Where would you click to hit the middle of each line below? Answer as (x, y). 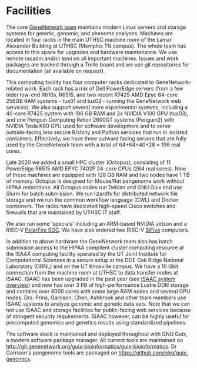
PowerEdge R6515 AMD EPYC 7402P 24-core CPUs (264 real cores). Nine (96, 168)
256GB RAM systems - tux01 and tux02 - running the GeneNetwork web (94, 101)
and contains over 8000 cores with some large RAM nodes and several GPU (98, 291)
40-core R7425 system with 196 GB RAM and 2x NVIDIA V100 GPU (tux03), (97, 113)
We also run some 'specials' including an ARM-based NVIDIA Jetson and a (96, 223)
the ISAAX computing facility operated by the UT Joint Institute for (86, 253)
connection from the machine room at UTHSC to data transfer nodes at (92, 272)
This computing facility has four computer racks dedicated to (80, 82)
